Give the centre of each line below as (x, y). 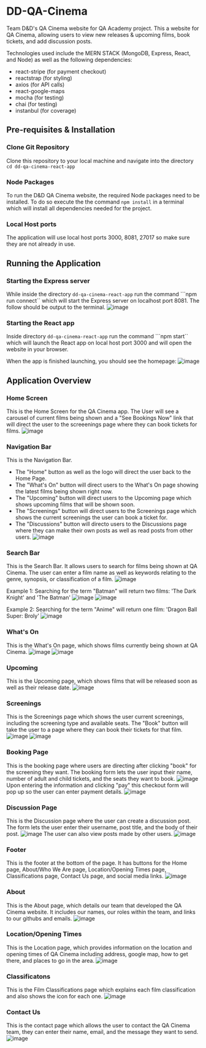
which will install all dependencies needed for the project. (79, 208)
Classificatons (29, 976)
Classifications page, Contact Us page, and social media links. (85, 876)
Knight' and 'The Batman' (39, 598)
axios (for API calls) (40, 85)
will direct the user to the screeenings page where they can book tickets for (102, 424)
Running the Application (54, 263)
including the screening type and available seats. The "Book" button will (97, 723)
